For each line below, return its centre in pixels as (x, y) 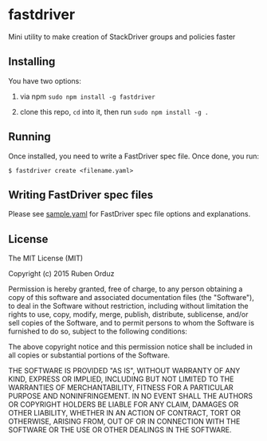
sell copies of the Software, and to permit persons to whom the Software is (132, 323)
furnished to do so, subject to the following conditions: (98, 331)
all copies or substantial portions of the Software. (89, 355)
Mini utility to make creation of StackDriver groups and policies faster (122, 37)
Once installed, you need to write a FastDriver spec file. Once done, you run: (134, 156)
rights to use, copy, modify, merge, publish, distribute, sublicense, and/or (128, 314)
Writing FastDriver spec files (81, 195)
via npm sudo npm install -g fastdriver (87, 96)
